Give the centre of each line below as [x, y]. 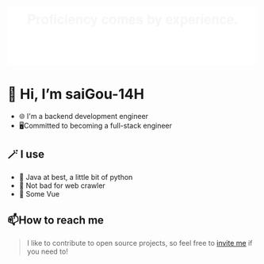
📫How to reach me [56, 220]
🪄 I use [26, 154]
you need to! [47, 251]
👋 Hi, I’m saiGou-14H [76, 94]
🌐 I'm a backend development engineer [83, 116]
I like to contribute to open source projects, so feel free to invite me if [140, 243]
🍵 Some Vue [39, 194]
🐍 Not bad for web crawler [62, 186]
